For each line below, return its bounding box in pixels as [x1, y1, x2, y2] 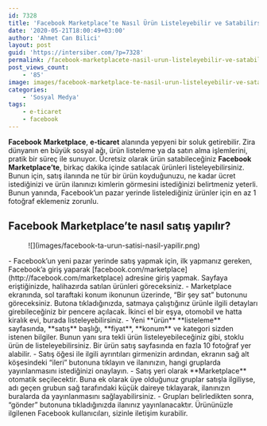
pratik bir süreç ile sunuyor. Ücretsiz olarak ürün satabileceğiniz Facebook [8, 154, 252, 163]
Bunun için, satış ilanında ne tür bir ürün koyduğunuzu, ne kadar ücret [8, 170, 236, 180]
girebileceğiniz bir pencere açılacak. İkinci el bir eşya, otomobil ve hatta [8, 307, 242, 316]
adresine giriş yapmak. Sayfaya [125, 272, 228, 283]
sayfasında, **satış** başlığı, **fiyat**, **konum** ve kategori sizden [8, 323, 234, 333]
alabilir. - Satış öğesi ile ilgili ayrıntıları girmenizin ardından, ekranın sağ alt [8, 349, 250, 358]
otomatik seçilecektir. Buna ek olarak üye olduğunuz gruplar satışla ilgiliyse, [8, 374, 256, 384]
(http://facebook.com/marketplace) [8, 272, 124, 283]
